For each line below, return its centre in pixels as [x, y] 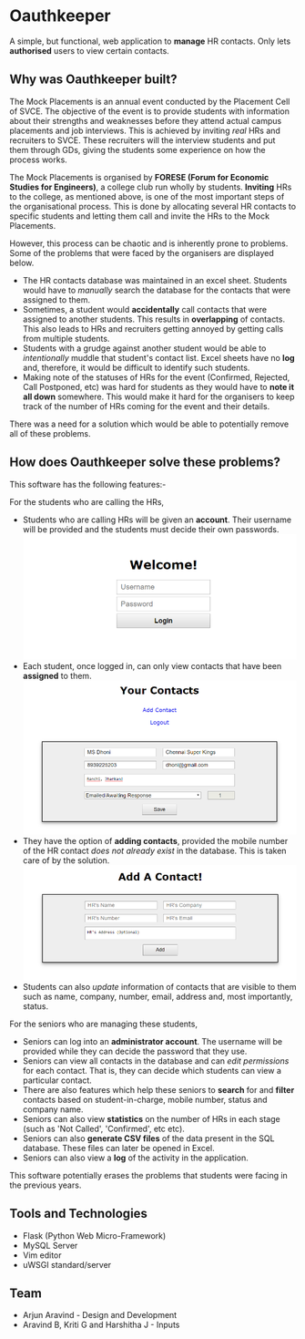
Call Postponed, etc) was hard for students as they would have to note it [158, 386]
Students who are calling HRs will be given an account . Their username [157, 520]
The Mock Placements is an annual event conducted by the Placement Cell [150, 101]
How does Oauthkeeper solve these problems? [145, 463]
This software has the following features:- [88, 484]
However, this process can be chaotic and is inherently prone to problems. [149, 243]
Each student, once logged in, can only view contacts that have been [152, 666]
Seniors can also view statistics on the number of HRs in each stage [151, 1118]
